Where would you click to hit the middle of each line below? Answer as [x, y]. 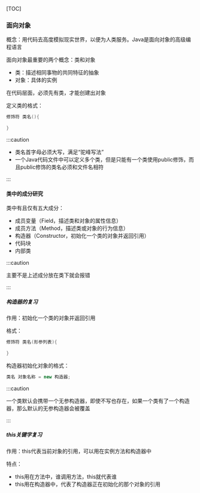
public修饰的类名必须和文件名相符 [62, 167]
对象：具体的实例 [36, 80]
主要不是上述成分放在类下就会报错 [48, 275]
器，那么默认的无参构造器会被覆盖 [48, 408]
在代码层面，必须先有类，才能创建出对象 [56, 93]
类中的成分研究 [25, 193]
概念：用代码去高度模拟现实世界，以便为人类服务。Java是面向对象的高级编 [99, 40]
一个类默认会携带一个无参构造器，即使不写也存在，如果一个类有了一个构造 [98, 401]
